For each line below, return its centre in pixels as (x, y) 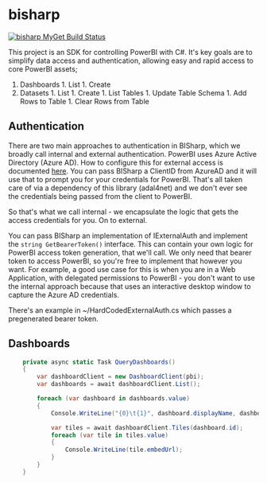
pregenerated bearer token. (54, 318)
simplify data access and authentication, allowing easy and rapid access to (131, 60)
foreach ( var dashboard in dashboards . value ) (114, 399)
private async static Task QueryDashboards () (99, 362)
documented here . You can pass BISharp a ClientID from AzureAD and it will (132, 171)
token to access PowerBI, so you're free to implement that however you (125, 261)
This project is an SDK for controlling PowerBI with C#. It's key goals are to (130, 52)
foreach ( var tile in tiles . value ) (110, 435)
